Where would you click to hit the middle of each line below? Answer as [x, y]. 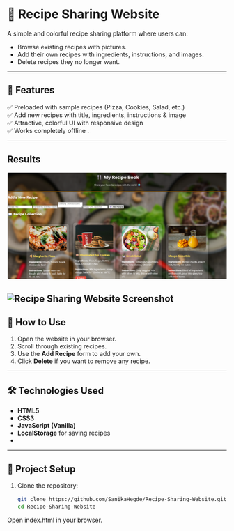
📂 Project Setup [41, 469]
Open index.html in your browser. [55, 520]
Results [24, 160]
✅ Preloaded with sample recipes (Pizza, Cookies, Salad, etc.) [96, 107]
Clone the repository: [48, 486]
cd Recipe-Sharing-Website [56, 507]
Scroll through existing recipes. [62, 346]
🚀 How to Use [37, 322]
